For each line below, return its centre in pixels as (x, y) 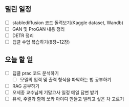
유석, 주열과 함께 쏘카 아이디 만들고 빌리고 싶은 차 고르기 (68, 99)
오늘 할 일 (19, 60)
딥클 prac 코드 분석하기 (36, 73)
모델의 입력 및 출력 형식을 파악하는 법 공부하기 (66, 79)
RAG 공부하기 (26, 86)
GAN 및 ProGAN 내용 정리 (38, 29)
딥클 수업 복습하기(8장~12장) (41, 42)
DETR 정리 (23, 35)
